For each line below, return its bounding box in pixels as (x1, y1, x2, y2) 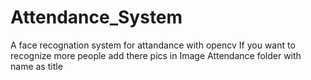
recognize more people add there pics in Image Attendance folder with (10, 49, 302, 61)
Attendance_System (10, 6, 183, 29)
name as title (10, 60, 63, 72)
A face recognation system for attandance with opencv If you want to (10, 39, 296, 51)
